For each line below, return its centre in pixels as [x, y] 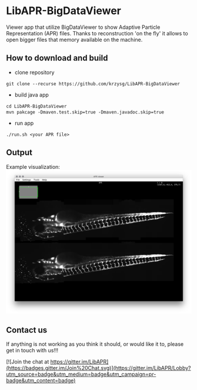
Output [19, 153]
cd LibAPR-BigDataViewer [36, 106]
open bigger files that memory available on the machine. [74, 39]
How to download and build [57, 58]
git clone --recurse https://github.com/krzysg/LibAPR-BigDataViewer [93, 84]
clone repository [34, 72]
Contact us [27, 330]
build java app [31, 95]
